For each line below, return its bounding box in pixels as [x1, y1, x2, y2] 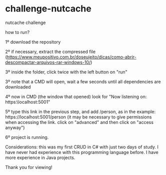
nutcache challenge [5, 19, 46, 25]
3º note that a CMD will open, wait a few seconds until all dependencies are [5, 78, 161, 84]
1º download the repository [5, 38, 61, 45]
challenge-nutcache [5, 3, 91, 14]
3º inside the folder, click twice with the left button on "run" [5, 68, 127, 75]
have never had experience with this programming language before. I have [5, 149, 159, 155]
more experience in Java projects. [5, 154, 75, 160]
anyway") [5, 124, 25, 130]
